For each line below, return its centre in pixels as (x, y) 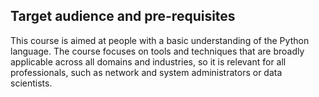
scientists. (31, 83)
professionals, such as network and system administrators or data (146, 72)
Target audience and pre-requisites (123, 16)
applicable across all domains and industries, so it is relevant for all (148, 61)
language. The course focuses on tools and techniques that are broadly (157, 51)
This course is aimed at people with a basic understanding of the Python (160, 40)
